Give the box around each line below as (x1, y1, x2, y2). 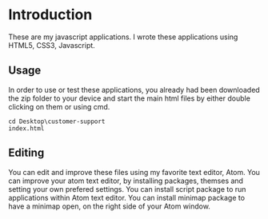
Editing (8, 146, 45, 160)
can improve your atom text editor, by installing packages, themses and (8, 176, 244, 185)
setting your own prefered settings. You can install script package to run (8, 184, 246, 193)
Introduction (8, 6, 93, 24)
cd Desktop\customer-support (8, 117, 106, 125)
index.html (8, 124, 45, 133)
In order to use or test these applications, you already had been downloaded (8, 85, 260, 94)
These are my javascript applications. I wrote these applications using (8, 32, 238, 42)
